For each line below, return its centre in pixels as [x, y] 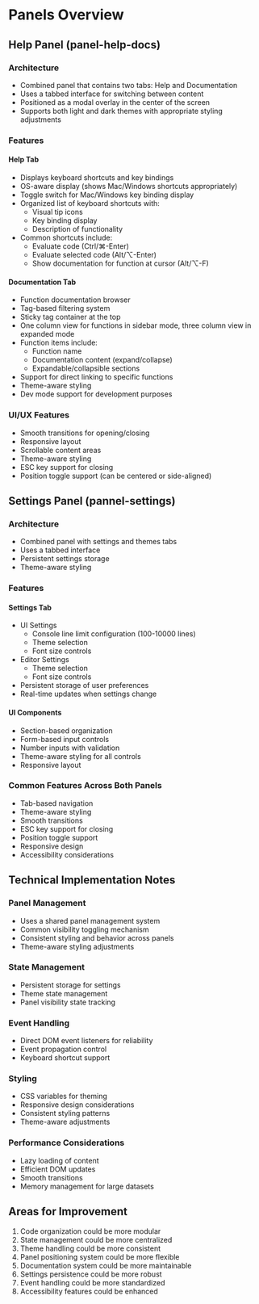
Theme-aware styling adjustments [77, 946]
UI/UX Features [39, 415]
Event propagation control [63, 1049]
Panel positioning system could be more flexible [100, 1256]
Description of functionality [77, 229]
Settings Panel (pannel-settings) [92, 501]
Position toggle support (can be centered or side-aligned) [116, 476]
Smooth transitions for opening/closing [85, 433]
